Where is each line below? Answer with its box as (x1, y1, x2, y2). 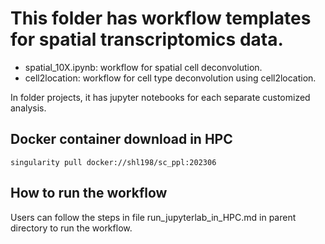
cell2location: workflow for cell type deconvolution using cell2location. (24, 72, 317, 84)
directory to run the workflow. (10, 222, 133, 234)
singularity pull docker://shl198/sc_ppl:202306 (10, 157, 217, 167)
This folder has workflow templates (10, 7, 312, 30)
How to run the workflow (10, 185, 168, 202)
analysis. (10, 102, 47, 114)
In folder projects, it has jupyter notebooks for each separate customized (10, 91, 311, 103)
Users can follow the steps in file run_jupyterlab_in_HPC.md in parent (10, 211, 297, 223)
